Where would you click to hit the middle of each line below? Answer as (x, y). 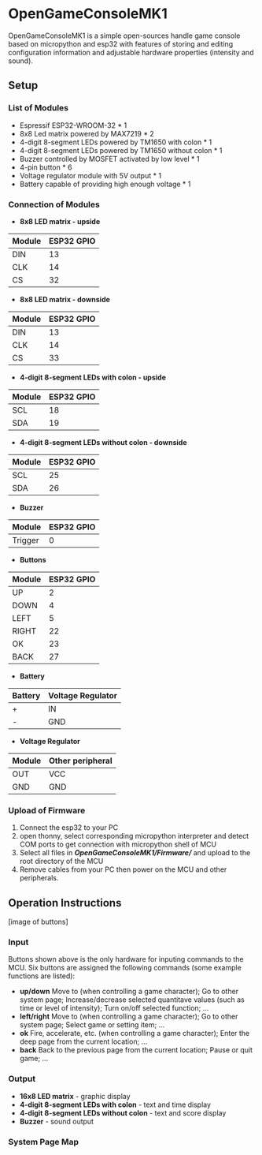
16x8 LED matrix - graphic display (75, 1096)
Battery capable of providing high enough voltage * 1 (105, 184)
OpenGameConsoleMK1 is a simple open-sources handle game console (124, 36)
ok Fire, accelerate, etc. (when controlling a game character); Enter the (135, 1034)
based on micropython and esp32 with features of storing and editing (121, 43)
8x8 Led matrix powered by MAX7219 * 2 (87, 133)
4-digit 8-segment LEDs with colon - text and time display (115, 1105)
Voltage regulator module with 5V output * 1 (90, 175)
